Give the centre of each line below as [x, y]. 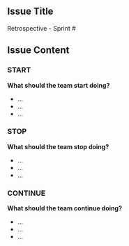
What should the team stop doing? [58, 146]
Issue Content [38, 51]
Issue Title [30, 11]
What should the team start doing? [59, 85]
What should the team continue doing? [64, 208]
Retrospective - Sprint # [42, 28]
